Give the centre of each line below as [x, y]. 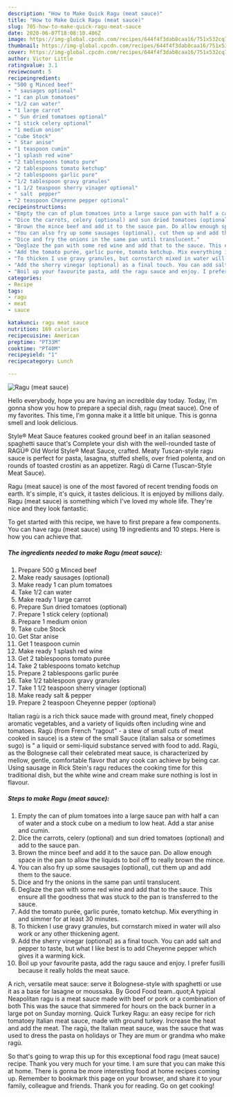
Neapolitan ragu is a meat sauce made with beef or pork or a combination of [116, 999]
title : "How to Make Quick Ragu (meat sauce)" [76, 20]
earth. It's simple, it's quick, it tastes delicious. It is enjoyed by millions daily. [116, 494]
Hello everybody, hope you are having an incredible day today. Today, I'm [112, 400]
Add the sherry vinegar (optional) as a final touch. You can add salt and [119, 941]
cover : [17, 53]
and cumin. [34, 830]
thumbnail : [24, 46]
